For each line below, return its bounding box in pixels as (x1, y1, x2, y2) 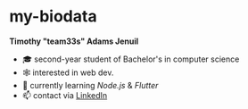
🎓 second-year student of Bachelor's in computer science (21, 54, 240, 64)
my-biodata (9, 6, 97, 27)
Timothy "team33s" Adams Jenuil (9, 36, 139, 46)
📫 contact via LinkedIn (21, 89, 108, 100)
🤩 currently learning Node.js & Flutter (21, 80, 159, 90)
